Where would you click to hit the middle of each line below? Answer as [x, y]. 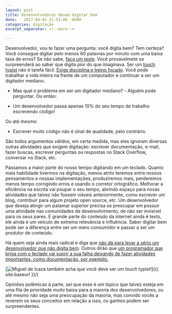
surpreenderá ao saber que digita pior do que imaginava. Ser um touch [80, 65]
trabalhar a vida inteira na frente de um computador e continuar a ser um [82, 75]
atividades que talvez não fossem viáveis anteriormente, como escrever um [85, 195]
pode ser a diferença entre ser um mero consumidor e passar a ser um [80, 227]
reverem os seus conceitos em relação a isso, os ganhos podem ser [77, 301]
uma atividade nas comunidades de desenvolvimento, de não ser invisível [83, 211]
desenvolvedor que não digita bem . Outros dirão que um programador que [84, 248]
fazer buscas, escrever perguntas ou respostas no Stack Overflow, [76, 152]
